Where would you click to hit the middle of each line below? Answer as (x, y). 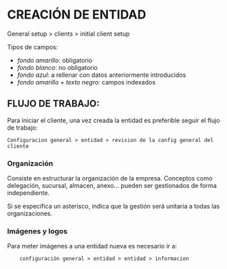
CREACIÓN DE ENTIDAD (77, 15)
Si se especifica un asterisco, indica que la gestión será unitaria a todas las (113, 207)
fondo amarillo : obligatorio (55, 60)
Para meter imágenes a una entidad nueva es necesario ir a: (92, 246)
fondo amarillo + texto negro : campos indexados (86, 82)
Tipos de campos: (33, 47)
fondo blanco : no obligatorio (57, 67)
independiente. (29, 193)
